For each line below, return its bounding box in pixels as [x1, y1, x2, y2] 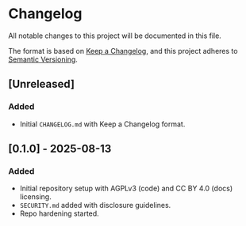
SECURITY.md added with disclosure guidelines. [19, 201, 171, 210]
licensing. [19, 192, 52, 202]
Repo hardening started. [19, 209, 99, 218]
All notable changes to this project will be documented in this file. [8, 31, 222, 40]
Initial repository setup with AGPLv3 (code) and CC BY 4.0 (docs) [19, 183, 233, 194]
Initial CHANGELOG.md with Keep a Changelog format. [19, 119, 186, 129]
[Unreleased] [8, 77, 75, 91]
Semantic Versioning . [8, 55, 78, 64]
